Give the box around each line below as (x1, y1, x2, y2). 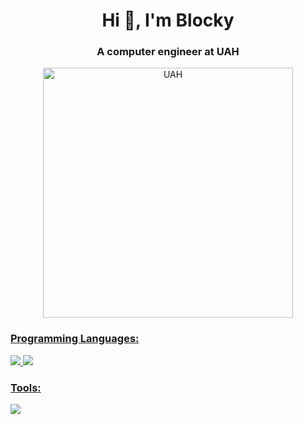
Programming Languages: (10, 332, 140, 346)
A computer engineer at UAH (96, 45, 240, 59)
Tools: (10, 380, 42, 394)
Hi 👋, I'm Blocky (101, 9, 235, 32)
